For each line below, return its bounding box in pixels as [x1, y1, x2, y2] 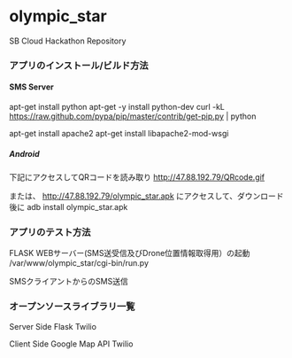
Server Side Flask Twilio [9, 321, 97, 331]
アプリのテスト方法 [9, 226, 91, 238]
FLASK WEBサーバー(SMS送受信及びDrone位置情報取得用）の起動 [9, 248, 250, 259]
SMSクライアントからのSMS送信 [9, 276, 128, 287]
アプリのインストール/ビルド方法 [9, 59, 149, 72]
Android [9, 148, 40, 159]
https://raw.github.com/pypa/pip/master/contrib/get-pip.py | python [9, 111, 257, 121]
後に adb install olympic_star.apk [9, 202, 128, 213]
